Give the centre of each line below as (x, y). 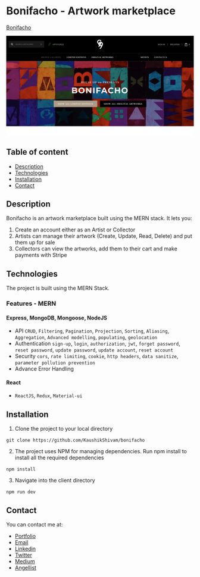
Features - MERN (31, 303)
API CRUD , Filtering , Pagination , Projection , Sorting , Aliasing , (92, 331)
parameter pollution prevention (55, 363)
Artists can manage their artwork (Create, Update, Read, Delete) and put (103, 236)
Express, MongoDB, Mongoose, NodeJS (57, 318)
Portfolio (25, 536)
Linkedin (25, 549)
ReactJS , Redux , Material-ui (49, 396)
